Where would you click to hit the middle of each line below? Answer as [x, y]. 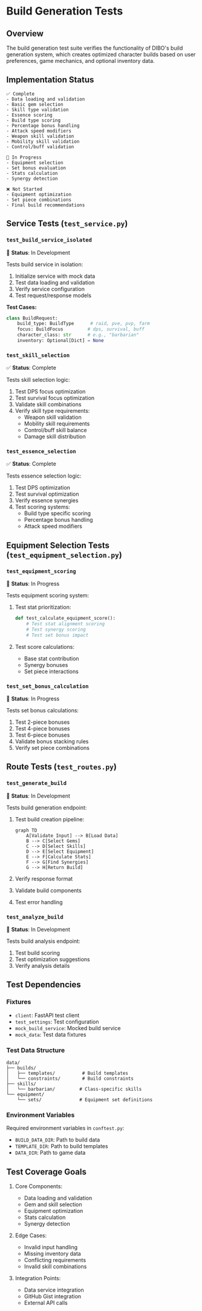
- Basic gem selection [35, 104]
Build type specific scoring [57, 513]
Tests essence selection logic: [44, 476]
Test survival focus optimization [55, 398]
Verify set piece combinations [52, 747]
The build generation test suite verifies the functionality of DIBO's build [95, 48]
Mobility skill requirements [57, 424]
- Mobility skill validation [43, 141]
